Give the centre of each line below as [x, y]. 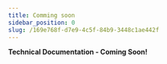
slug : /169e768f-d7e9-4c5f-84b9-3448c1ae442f [83, 30]
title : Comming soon [42, 15]
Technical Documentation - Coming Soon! [78, 52]
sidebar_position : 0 [42, 23]
